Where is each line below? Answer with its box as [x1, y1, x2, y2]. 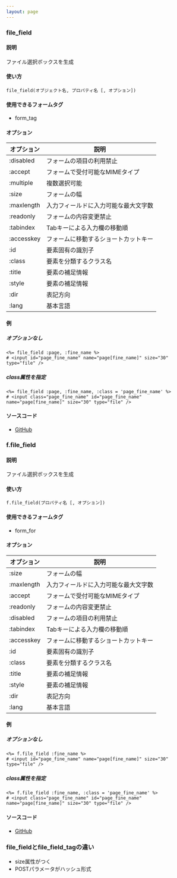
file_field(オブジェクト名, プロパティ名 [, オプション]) [6, 87, 137, 93]
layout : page [6, 8, 39, 15]
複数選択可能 [46, 179, 83, 187]
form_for [14, 527, 36, 534]
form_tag [14, 114, 37, 122]
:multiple [9, 179, 33, 187]
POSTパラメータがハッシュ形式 [14, 865, 91, 872]
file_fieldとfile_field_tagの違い [6, 843, 94, 851]
